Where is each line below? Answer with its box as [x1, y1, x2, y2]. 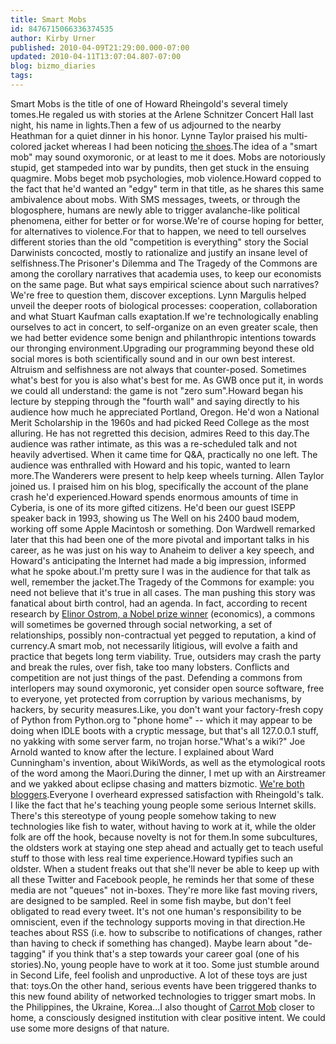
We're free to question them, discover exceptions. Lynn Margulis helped [10, 289, 307, 301]
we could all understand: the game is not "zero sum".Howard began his [10, 384, 304, 396]
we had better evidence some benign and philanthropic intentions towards [10, 331, 317, 343]
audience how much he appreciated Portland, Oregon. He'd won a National [10, 406, 320, 418]
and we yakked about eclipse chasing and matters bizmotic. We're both [10, 777, 305, 790]
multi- [283, 129, 308, 141]
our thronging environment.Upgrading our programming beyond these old [10, 342, 315, 354]
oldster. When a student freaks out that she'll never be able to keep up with [10, 862, 320, 875]
